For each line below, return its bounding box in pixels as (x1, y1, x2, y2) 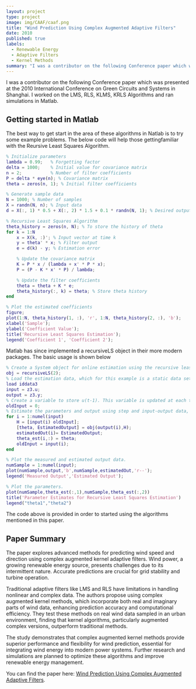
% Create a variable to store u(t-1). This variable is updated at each (6, 397, 187, 403)
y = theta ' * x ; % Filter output (16, 240, 98, 246)
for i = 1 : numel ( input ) (6, 414, 64, 420)
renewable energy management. (6, 659, 85, 666)
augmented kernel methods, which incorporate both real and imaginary (6, 598, 177, 605)
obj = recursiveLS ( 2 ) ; (6, 371, 61, 376)
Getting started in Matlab (6, 115, 99, 124)
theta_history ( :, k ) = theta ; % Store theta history (16, 288, 148, 294)
